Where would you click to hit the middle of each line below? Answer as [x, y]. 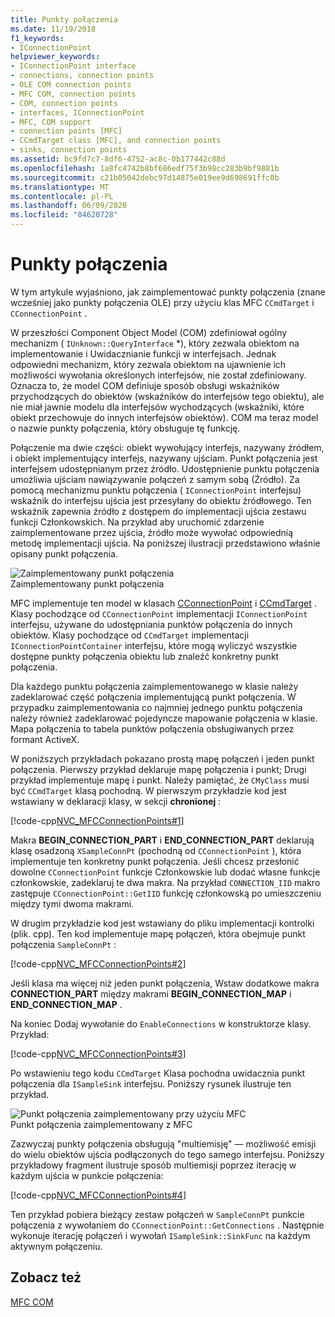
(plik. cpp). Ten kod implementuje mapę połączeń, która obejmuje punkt [158, 933]
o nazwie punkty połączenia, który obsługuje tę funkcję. [125, 428]
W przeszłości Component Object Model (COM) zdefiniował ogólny [149, 332]
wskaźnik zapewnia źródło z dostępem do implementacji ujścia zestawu [158, 511]
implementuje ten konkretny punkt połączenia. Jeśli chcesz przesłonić [155, 861]
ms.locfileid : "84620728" [64, 215]
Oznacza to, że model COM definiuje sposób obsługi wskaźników [145, 385]
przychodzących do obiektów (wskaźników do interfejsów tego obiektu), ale [167, 396]
